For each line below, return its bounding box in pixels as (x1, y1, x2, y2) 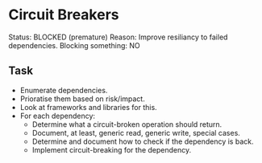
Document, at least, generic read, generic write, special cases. (31, 128, 240, 137)
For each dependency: (19, 111, 95, 120)
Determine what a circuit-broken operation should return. (31, 119, 222, 129)
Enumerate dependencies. (19, 85, 108, 95)
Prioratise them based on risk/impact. (19, 94, 145, 104)
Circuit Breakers (8, 6, 119, 24)
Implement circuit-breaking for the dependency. (31, 145, 192, 154)
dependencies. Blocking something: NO (8, 40, 141, 50)
